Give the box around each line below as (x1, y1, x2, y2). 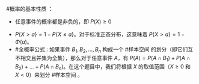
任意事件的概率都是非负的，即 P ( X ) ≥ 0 (14, 18, 112, 25)
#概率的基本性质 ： (6, 5, 54, 12)
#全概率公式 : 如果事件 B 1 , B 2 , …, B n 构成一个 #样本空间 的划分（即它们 (14, 46, 188, 54)
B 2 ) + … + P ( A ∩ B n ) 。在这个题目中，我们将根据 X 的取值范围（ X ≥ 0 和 (14, 62, 191, 71)
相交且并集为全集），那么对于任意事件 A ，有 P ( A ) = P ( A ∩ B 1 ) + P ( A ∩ (20, 54, 191, 63)
